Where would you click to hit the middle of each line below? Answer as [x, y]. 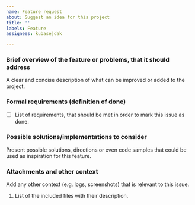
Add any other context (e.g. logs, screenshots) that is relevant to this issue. [98, 184]
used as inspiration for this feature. [49, 156]
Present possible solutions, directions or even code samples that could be [96, 150]
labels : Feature [26, 28]
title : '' [18, 23]
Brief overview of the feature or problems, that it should [88, 60]
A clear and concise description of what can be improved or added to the [95, 80]
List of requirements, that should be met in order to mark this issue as [100, 115]
